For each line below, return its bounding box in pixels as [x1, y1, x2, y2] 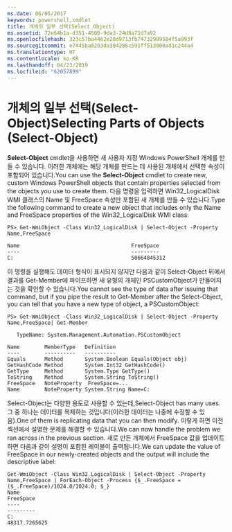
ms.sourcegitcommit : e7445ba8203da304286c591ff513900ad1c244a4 [7, 42, 194, 49]
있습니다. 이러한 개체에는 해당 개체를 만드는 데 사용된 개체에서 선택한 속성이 [21, 162, 225, 170]
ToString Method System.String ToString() [7, 374, 159, 381]
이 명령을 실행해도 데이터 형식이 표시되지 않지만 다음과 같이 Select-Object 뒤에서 [7, 267, 226, 276]
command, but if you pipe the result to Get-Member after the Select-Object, [7, 292, 223, 301]
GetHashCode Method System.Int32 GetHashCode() [7, 362, 166, 369]
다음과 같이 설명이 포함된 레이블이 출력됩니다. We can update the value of [19, 443, 221, 451]
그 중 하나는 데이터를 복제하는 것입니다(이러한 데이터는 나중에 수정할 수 [7, 408, 198, 416]
